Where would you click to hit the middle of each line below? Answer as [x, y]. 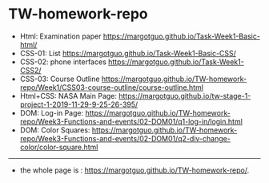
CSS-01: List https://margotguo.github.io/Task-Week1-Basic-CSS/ [128, 53]
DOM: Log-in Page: [52, 112]
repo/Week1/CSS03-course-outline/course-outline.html [112, 87]
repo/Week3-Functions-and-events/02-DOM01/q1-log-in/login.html [131, 121]
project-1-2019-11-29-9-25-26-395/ [79, 104]
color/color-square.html [59, 147]
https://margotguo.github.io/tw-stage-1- [185, 96]
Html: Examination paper [60, 36]
